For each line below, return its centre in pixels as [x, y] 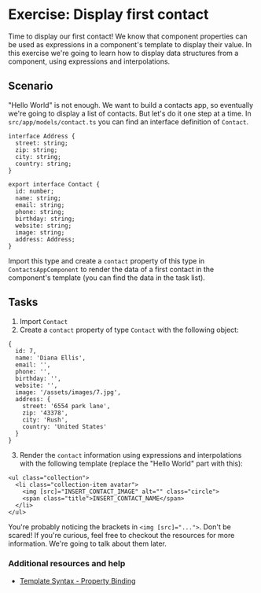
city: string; [38, 157]
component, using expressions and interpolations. [89, 61]
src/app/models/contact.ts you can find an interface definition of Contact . [129, 122]
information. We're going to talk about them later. [88, 543]
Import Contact [44, 321]
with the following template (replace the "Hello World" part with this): [131, 463]
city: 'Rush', [45, 420]
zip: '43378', [45, 413]
